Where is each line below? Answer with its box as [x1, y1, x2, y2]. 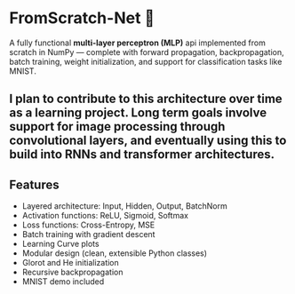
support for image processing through [9, 119, 226, 134]
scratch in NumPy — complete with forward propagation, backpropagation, [9, 46, 284, 57]
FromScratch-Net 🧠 [9, 8, 155, 28]
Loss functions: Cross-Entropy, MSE [21, 219, 155, 230]
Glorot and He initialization [21, 258, 120, 268]
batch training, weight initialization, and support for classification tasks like [9, 56, 283, 67]
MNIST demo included [21, 276, 105, 287]
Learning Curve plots [21, 239, 100, 250]
